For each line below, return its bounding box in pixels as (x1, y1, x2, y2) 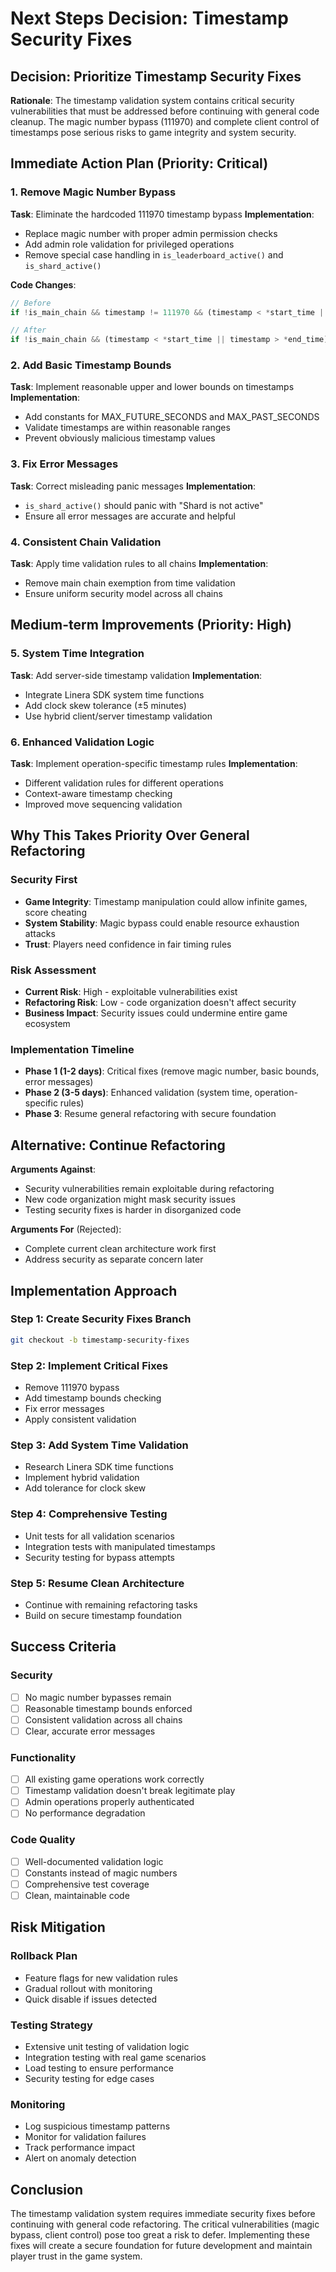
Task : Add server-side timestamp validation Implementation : (10, 669, 263, 681)
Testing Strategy (10, 2018, 93, 2032)
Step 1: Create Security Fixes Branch (10, 1312, 192, 1326)
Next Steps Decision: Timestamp (10, 7, 289, 30)
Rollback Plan (10, 1949, 78, 1963)
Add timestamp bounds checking (24, 1392, 162, 1404)
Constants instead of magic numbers (24, 1867, 178, 1879)
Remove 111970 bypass (24, 1382, 120, 1394)
